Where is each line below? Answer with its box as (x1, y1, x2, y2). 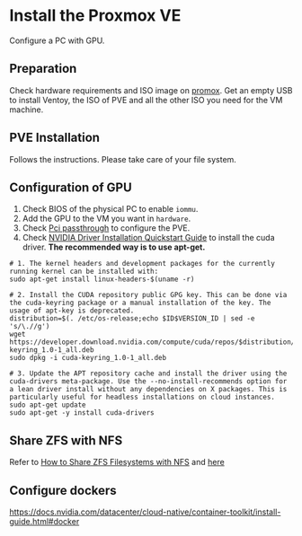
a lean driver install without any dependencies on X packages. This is (9, 385, 288, 394)
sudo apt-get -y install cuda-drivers (9, 409, 155, 417)
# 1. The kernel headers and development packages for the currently (9, 259, 276, 268)
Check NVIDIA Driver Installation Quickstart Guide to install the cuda (22, 233, 276, 243)
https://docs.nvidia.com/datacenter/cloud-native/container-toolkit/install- (9, 506, 281, 517)
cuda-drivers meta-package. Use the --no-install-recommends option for (9, 377, 288, 386)
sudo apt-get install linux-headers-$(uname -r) (9, 275, 195, 284)
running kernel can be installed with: (9, 267, 159, 277)
